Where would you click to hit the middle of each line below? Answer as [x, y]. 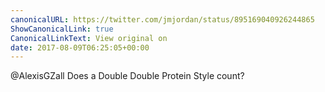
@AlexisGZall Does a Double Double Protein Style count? [127, 76]
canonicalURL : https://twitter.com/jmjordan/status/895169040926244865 [162, 19]
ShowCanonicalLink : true [62, 29]
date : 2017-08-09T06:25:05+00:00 [80, 47]
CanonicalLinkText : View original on [89, 38]
